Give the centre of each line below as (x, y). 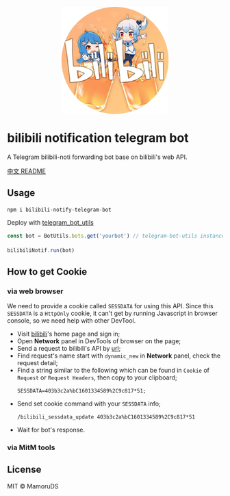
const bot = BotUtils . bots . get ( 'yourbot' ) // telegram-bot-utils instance (116, 236)
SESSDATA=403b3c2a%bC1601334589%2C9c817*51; (81, 391)
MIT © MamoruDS (33, 486)
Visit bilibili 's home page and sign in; (68, 334)
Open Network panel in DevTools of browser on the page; (99, 341)
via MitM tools (31, 447)
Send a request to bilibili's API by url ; (69, 349)
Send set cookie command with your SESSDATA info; (89, 404)
